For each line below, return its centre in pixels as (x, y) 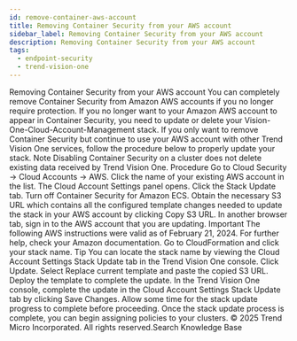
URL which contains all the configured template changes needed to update (146, 205)
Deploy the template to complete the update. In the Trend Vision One (134, 280)
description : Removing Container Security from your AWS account (132, 42)
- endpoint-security (55, 58)
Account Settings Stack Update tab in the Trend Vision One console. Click (144, 261)
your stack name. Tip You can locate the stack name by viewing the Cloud (145, 252)
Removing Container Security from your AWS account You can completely (145, 92)
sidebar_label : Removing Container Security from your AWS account (137, 34)
